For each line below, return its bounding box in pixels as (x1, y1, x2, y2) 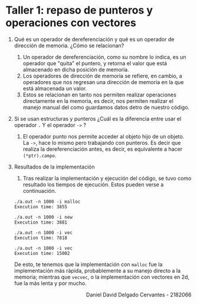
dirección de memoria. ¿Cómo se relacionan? (14, 42, 124, 49)
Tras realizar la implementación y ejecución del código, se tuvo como (22, 174, 192, 182)
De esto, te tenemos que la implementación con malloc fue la (14, 261, 163, 268)
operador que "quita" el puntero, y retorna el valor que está (22, 60, 168, 67)
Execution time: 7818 (14, 235, 67, 241)
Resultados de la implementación (14, 163, 95, 170)
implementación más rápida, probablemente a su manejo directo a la (14, 267, 181, 274)
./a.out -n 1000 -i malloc (14, 199, 81, 205)
